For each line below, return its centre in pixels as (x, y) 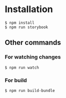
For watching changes (33, 57)
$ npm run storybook (27, 27)
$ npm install (20, 23)
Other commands (33, 43)
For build (16, 80)
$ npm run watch (22, 67)
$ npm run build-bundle (30, 90)
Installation (29, 9)
